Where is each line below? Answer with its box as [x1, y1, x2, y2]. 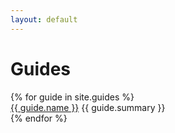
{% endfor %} [10, 112, 68, 124]
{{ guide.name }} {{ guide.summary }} [10, 101, 166, 113]
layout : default [10, 14, 78, 25]
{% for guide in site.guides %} [10, 91, 135, 103]
